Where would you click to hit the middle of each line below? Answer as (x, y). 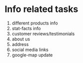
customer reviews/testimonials (43, 33)
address (20, 44)
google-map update (32, 55)
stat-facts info (26, 28)
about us (21, 39)
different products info (35, 23)
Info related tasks (41, 9)
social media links (30, 49)
